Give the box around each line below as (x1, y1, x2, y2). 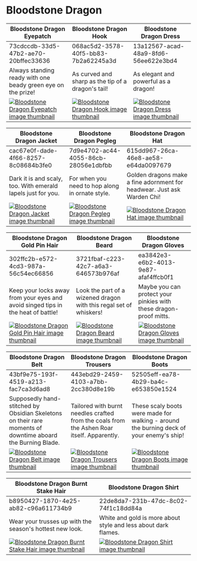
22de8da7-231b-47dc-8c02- (99, 496, 188, 505)
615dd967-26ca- (127, 146, 179, 154)
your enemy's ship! (131, 431, 185, 439)
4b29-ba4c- (131, 377, 169, 386)
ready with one (9, 73, 50, 82)
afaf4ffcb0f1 (138, 273, 174, 281)
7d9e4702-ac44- (69, 146, 121, 154)
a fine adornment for (127, 178, 184, 186)
